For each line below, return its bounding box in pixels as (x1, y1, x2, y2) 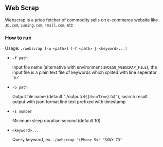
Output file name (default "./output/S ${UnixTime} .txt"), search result (12, 94, 148, 100)
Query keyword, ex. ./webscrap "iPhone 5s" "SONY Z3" (12, 137, 123, 143)
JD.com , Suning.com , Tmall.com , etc (5, 22, 73, 28)
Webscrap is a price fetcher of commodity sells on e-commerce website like (5, 17, 158, 22)
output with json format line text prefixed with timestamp (12, 99, 126, 105)
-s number (12, 109, 33, 114)
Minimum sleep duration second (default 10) (12, 118, 101, 124)
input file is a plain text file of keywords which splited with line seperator (12, 69, 157, 75)
